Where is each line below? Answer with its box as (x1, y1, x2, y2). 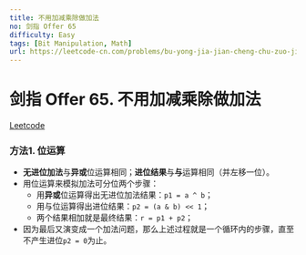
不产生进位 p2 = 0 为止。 (22, 235, 112, 246)
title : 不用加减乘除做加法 (9, 13, 100, 23)
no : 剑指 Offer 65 (9, 22, 76, 31)
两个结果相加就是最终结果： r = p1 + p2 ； (36, 212, 194, 223)
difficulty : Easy (9, 30, 76, 39)
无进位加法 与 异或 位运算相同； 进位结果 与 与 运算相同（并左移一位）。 (22, 167, 275, 178)
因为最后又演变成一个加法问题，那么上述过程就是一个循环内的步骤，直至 (22, 224, 294, 235)
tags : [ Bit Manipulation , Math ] (9, 38, 132, 48)
